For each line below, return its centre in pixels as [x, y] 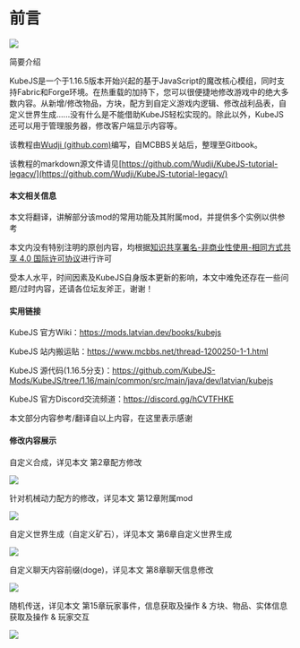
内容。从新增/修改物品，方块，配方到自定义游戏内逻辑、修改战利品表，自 [152, 103]
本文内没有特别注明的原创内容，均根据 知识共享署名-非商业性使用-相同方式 [146, 247]
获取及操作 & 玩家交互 [49, 617]
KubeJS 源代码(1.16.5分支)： [61, 371]
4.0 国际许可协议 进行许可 [65, 259]
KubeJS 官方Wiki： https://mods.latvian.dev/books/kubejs [116, 333]
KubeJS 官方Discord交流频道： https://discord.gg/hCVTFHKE [122, 399]
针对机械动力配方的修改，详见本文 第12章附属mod [101, 497]
